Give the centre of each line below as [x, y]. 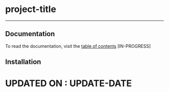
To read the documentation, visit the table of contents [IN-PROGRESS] [78, 46]
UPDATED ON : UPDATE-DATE [69, 83]
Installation [23, 62]
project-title [31, 9]
